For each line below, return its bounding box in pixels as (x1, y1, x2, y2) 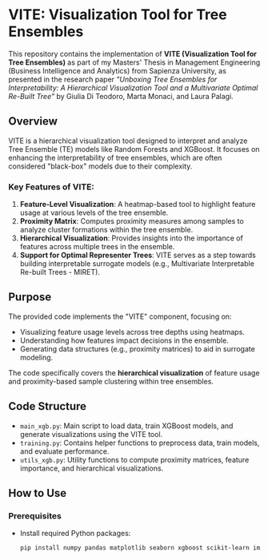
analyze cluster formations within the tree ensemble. (19, 225, 194, 235)
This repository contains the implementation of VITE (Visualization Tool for (8, 49, 258, 58)
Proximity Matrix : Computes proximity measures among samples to (19, 216, 244, 226)
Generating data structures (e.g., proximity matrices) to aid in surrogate (19, 344, 256, 353)
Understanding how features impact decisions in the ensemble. (19, 336, 230, 345)
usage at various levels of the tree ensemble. (19, 208, 169, 217)
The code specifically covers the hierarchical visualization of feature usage (8, 367, 260, 377)
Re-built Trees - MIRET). (19, 268, 100, 277)
